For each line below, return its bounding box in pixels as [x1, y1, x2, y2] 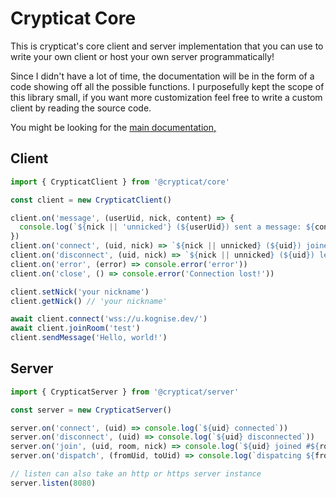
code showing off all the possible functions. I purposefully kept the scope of [10, 80, 325, 92]
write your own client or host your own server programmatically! [10, 50, 275, 62]
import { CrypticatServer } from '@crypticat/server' [10, 387, 240, 397]
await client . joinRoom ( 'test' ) [10, 323, 141, 334]
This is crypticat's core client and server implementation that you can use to [10, 40, 324, 52]
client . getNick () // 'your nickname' [10, 296, 168, 306]
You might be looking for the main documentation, [10, 121, 217, 133]
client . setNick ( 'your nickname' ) [10, 287, 150, 297]
